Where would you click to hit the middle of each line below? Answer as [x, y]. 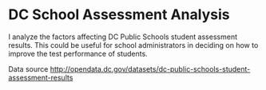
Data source [28, 68]
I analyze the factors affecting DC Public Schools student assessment [123, 37]
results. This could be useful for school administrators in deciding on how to [133, 45]
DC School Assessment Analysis [119, 15]
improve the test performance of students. [78, 53]
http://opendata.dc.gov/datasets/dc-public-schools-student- [150, 68]
